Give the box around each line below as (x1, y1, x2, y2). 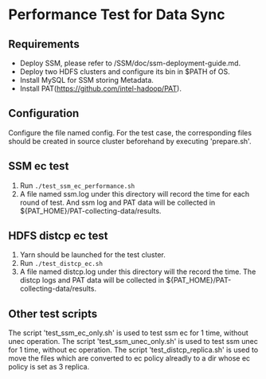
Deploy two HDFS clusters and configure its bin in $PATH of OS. (19, 67, 231, 76)
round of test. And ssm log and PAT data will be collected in (19, 197, 216, 207)
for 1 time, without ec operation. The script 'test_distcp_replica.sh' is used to (8, 345, 259, 355)
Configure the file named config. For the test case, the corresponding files (8, 127, 252, 137)
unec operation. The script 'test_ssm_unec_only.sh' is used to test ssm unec (8, 337, 259, 346)
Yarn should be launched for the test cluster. (19, 250, 166, 260)
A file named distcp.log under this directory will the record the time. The (19, 267, 256, 276)
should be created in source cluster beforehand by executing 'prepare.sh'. (8, 136, 252, 146)
